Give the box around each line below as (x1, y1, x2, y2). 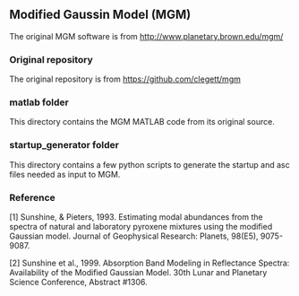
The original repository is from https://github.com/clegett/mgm (9, 74, 242, 84)
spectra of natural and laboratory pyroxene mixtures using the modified (9, 222, 273, 231)
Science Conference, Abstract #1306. (9, 277, 148, 287)
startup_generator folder (9, 139, 119, 152)
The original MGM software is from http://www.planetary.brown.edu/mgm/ (9, 30, 284, 41)
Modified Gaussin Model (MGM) (9, 7, 192, 22)
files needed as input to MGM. (9, 169, 121, 179)
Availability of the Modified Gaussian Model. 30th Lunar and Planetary (9, 267, 268, 277)
